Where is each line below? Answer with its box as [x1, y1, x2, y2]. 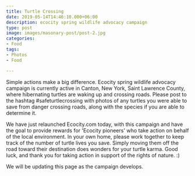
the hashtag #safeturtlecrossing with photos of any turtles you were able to [6, 97, 187, 104]
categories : [6, 36, 35, 41]
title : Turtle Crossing [6, 8, 64, 15]
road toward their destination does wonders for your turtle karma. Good [6, 145, 178, 152]
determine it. [6, 109, 37, 117]
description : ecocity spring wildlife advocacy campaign [6, 19, 148, 25]
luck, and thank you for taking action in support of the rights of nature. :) [6, 152, 180, 159]
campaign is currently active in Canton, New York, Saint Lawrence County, [6, 85, 186, 91]
